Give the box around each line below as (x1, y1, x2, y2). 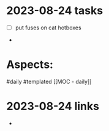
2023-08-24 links (6, 99, 100, 113)
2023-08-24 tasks (6, 4, 103, 18)
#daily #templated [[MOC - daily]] (6, 78, 92, 85)
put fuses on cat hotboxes (15, 24, 81, 31)
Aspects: (6, 58, 54, 72)
